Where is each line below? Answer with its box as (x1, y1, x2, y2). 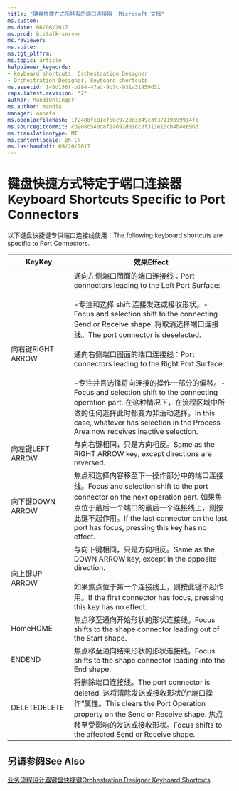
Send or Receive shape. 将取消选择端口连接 (73, 319, 219, 329)
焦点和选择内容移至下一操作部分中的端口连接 (73, 471, 224, 481)
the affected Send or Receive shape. (73, 730, 196, 740)
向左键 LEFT (11, 444, 50, 454)
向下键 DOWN (11, 497, 55, 507)
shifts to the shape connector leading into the (73, 656, 225, 666)
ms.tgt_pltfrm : (7, 51, 53, 58)
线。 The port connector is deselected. (73, 330, 201, 340)
